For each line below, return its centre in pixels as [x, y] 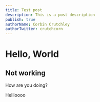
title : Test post [24, 10]
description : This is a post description [50, 15]
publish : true [21, 19]
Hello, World [32, 54]
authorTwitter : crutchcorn [34, 29]
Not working [26, 73]
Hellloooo [15, 95]
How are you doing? [26, 85]
